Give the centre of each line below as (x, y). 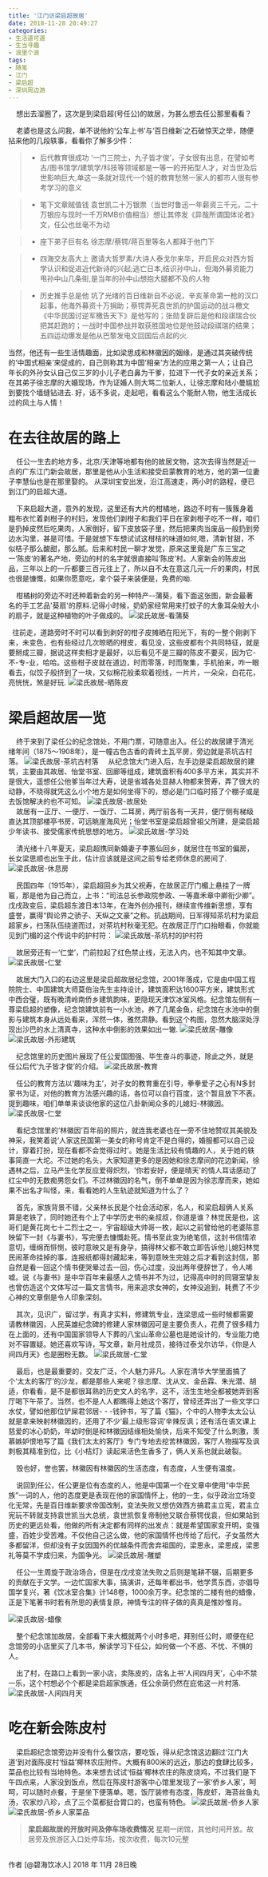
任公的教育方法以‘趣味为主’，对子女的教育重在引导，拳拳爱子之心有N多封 (136, 1084)
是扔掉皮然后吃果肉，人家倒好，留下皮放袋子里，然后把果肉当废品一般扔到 (130, 529)
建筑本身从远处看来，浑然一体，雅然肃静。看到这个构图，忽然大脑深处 (137, 1020)
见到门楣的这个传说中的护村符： (61, 936)
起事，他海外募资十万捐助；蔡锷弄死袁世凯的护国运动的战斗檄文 (144, 306)
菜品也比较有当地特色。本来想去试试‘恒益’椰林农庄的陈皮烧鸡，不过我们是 (129, 1772)
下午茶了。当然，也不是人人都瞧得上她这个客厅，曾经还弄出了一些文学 (137, 1401)
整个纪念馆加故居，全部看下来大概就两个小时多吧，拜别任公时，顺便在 (131, 1636)
